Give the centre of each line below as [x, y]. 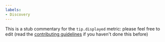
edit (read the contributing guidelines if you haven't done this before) [77, 34]
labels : [13, 10]
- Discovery [18, 14]
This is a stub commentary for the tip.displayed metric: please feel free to [82, 28]
